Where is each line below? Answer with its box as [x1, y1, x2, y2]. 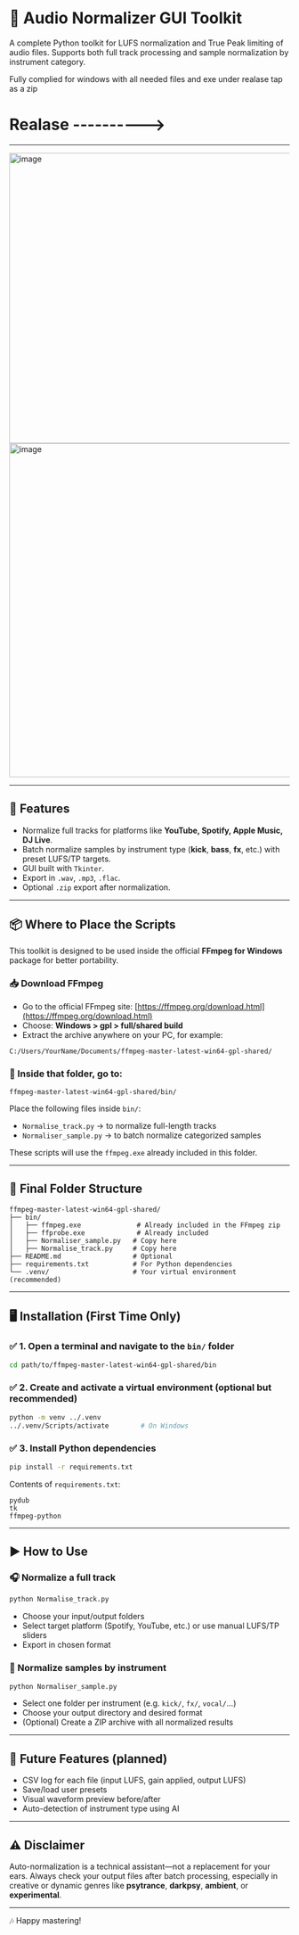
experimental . [9, 1890, 62, 1900]
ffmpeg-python [9, 1511, 62, 1520]
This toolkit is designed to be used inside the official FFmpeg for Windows [9, 945, 283, 956]
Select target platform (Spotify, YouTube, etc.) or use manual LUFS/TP [21, 1620, 280, 1631]
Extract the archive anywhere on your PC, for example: [21, 1029, 223, 1040]
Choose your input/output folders [21, 1611, 145, 1622]
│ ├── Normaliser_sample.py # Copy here [9, 1236, 177, 1245]
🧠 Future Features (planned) [9, 1751, 168, 1766]
